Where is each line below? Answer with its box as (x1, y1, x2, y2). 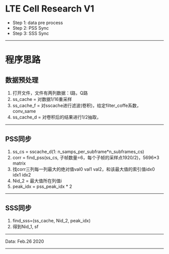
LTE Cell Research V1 (5, 3, 95, 15)
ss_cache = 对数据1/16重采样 (12, 96, 72, 102)
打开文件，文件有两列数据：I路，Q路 (12, 90, 88, 96)
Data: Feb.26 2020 (5, 238, 44, 244)
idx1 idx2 (12, 172, 31, 178)
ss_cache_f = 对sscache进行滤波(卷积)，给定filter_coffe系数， (12, 102, 141, 108)
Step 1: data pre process (12, 20, 63, 26)
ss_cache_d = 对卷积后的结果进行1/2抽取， (12, 114, 102, 120)
